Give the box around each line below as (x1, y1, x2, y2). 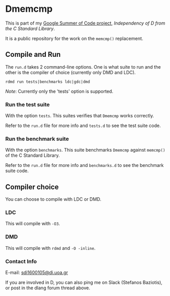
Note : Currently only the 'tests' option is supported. (5, 88, 113, 94)
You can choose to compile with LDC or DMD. (5, 196, 102, 202)
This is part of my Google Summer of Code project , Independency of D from (5, 20, 165, 26)
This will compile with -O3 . (5, 221, 60, 227)
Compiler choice (5, 182, 59, 191)
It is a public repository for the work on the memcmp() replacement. (5, 35, 143, 41)
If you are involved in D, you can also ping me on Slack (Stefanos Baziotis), (5, 280, 162, 286)
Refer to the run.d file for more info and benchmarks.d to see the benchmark (5, 162, 164, 168)
